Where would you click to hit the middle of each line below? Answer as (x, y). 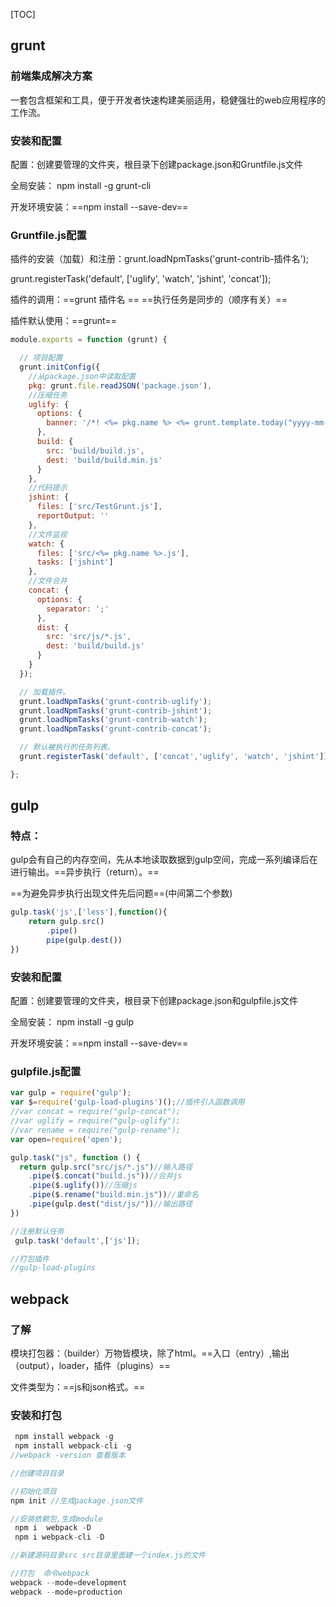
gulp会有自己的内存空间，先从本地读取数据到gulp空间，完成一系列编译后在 (164, 860)
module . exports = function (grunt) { (89, 340)
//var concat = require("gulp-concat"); (96, 1112)
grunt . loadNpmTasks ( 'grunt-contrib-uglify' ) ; (116, 701)
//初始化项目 (33, 1491)
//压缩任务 (48, 395)
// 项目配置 (41, 358)
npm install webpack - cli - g (73, 1446)
